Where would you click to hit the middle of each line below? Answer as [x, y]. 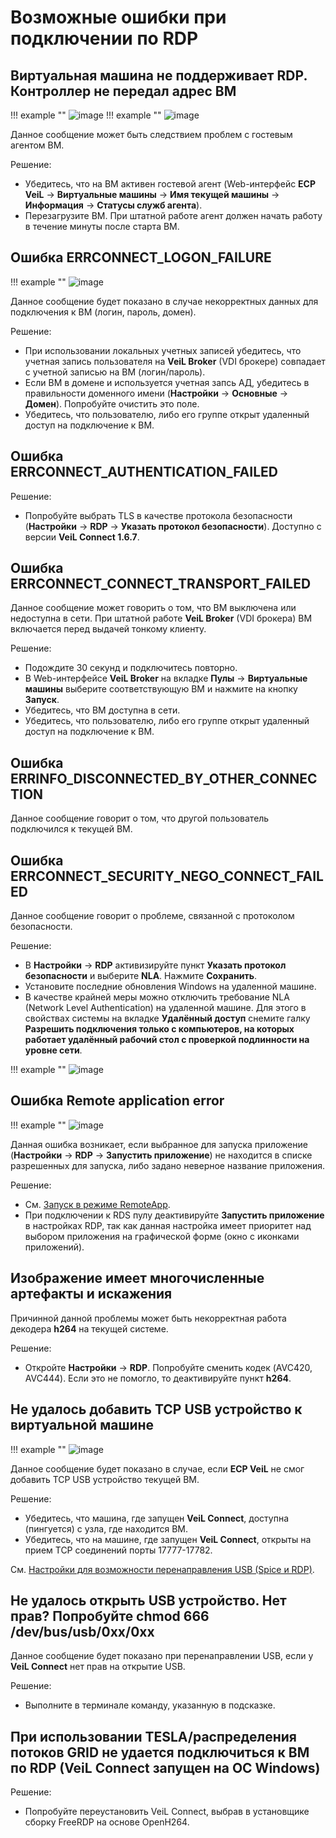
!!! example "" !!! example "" [86, 115]
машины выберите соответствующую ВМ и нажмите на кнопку [161, 689]
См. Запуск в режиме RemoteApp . [97, 1204]
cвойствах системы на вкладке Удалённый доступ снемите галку [167, 1018]
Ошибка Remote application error [117, 1101]
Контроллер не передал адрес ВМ [123, 91]
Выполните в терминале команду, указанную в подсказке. [150, 1705]
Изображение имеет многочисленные [137, 1278]
